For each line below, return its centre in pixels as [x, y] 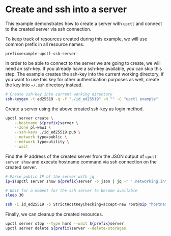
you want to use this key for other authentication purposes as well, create [82, 79]
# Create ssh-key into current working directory [59, 94]
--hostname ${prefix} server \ [47, 123]
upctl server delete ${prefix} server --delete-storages [66, 228]
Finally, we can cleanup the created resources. [54, 214]
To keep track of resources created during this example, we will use [76, 39]
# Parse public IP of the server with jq [50, 176]
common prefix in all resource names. [45, 44]
